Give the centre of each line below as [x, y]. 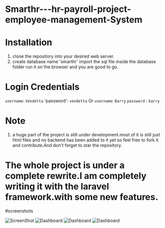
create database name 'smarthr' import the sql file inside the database [84, 62]
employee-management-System [74, 20]
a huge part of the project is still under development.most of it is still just [86, 135]
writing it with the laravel [57, 186]
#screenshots [19, 211]
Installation [29, 43]
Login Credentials [42, 87]
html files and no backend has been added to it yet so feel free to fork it [85, 140]
